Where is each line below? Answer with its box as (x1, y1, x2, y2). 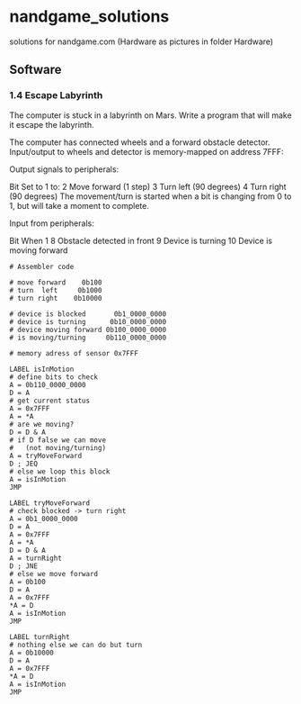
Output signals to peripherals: (9, 164, 120, 175)
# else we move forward (9, 569, 99, 578)
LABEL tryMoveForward (9, 498, 91, 508)
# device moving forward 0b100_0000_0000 (9, 325, 167, 334)
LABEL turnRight (9, 632, 70, 641)
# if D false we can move (9, 435, 106, 445)
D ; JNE (9, 561, 39, 571)
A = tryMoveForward (9, 451, 83, 460)
